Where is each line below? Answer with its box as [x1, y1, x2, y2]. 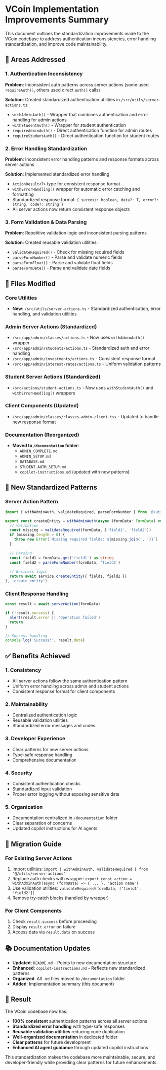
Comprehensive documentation [12, 757, 77, 763]
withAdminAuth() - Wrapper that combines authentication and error [12, 111, 149, 117]
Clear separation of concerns [12, 820, 73, 826]
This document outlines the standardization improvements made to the [5, 30, 149, 36]
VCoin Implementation [5, 3, 99, 15]
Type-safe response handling [12, 752, 73, 758]
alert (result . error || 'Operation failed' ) [9, 615, 100, 620]
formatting [12, 191, 34, 197]
